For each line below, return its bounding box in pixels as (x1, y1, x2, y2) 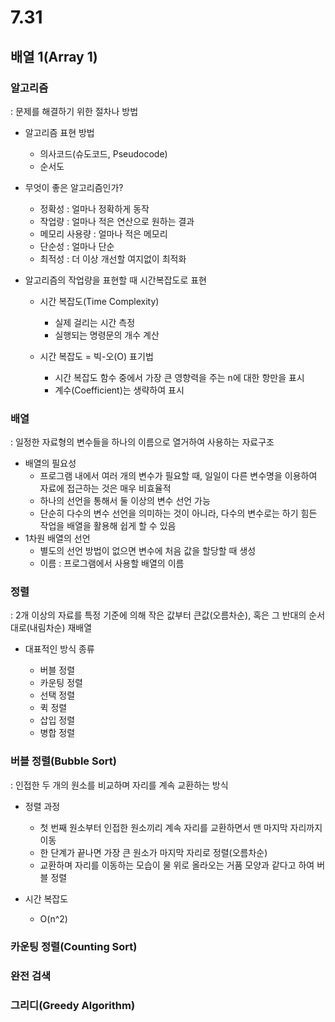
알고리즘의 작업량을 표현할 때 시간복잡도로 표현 (24, 274, 207, 286)
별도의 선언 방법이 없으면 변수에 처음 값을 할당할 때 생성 (39, 545, 257, 557)
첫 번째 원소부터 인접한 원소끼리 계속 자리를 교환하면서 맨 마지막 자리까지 (39, 821, 323, 833)
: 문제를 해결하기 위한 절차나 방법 (10, 105, 139, 117)
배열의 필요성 (24, 457, 77, 470)
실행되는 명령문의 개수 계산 (54, 329, 160, 341)
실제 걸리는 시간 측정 (54, 316, 136, 328)
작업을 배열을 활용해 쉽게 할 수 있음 (39, 520, 177, 532)
